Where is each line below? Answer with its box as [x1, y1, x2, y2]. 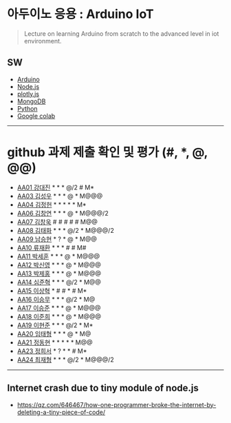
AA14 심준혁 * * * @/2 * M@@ [16, 278, 102, 286]
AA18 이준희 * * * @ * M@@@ [16, 312, 102, 320]
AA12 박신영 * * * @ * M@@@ [16, 260, 102, 269]
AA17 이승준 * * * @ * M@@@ [16, 304, 101, 312]
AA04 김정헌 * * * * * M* [16, 200, 87, 209]
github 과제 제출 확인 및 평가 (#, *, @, [7, 144, 208, 160]
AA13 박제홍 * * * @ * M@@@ [16, 269, 102, 278]
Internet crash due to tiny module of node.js [7, 382, 199, 394]
